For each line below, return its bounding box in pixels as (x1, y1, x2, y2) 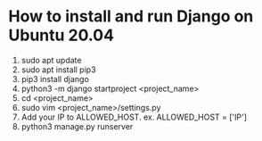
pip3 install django (20, 73, 90, 84)
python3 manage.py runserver (20, 120, 134, 131)
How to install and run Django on (8, 6, 254, 27)
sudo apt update (20, 54, 82, 65)
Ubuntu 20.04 (8, 25, 115, 46)
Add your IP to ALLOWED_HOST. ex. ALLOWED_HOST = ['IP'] (20, 112, 247, 122)
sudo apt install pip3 (20, 64, 96, 75)
